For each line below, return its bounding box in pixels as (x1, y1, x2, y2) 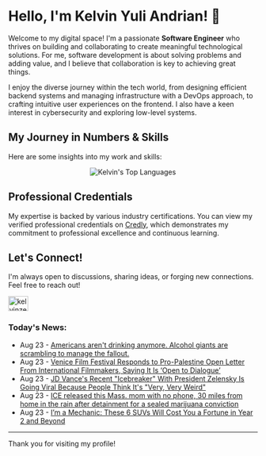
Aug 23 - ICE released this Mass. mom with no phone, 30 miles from (19, 390, 243, 400)
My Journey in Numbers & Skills (8, 131, 169, 144)
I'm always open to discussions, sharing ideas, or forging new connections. (8, 272, 254, 282)
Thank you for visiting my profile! (8, 439, 116, 448)
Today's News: (8, 322, 67, 333)
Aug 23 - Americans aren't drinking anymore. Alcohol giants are (19, 340, 228, 350)
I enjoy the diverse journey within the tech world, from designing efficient (8, 82, 247, 92)
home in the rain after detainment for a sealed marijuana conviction (19, 399, 239, 408)
